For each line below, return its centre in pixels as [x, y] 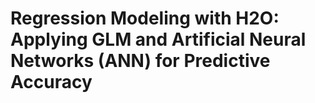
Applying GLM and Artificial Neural [158, 39]
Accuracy [51, 82]
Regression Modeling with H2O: [145, 18]
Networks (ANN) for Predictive [140, 61]
